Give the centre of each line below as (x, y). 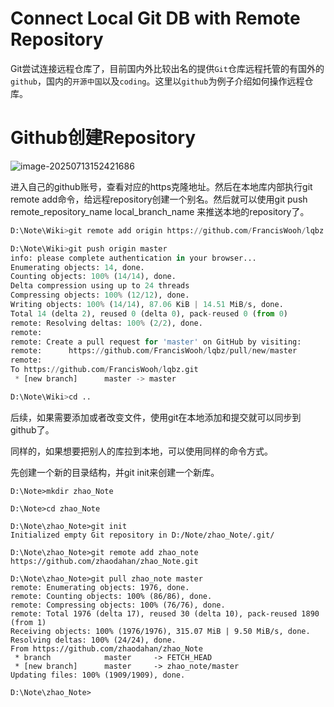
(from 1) (28, 622)
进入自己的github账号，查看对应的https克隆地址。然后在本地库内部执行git (161, 186)
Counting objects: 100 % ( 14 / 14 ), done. (93, 277)
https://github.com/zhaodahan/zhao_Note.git (104, 561)
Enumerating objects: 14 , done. (77, 267)
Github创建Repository (103, 138)
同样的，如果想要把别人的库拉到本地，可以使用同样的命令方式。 (141, 451)
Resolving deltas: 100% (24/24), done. (93, 640)
